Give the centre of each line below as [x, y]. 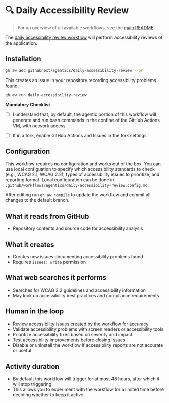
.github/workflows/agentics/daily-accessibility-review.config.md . [77, 185]
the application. [21, 43]
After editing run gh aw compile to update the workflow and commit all [78, 195]
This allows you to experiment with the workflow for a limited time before [88, 389]
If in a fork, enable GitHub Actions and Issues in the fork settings [80, 135]
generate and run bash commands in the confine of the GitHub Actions [86, 120]
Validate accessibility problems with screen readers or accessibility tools [88, 329]
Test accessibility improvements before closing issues [69, 340]
